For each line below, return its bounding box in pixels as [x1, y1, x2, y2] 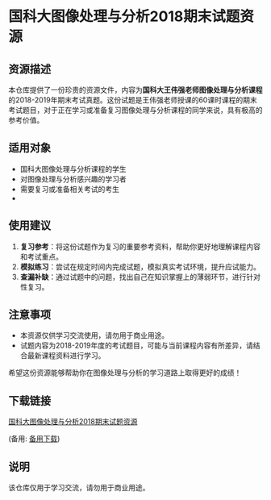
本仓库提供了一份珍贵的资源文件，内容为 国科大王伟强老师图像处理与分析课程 [8, 85, 263, 94]
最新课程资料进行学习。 [27, 351, 106, 360]
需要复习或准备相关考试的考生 [19, 184, 119, 194]
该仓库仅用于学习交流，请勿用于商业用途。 [8, 483, 150, 493]
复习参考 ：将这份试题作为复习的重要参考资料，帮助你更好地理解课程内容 [19, 241, 261, 251]
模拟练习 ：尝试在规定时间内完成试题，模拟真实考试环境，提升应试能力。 [19, 261, 261, 271]
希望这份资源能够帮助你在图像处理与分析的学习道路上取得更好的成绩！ [8, 368, 242, 377]
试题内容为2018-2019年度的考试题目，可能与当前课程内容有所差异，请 [19, 340, 254, 351]
